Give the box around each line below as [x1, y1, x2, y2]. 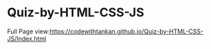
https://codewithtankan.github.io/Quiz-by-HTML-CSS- [49, 27, 204, 35]
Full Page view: [7, 27, 50, 35]
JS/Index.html [7, 34, 47, 42]
